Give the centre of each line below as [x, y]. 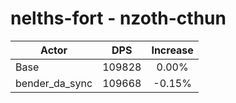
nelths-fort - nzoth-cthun [118, 18]
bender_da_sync [54, 83]
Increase [172, 50]
